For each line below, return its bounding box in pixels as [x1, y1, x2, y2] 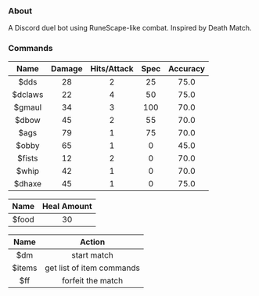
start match [71, 249, 113, 260]
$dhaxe [13, 178, 41, 189]
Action [79, 236, 106, 247]
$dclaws [12, 88, 44, 99]
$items [12, 262, 38, 273]
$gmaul [13, 102, 42, 113]
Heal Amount [41, 200, 92, 211]
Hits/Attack [89, 63, 134, 74]
